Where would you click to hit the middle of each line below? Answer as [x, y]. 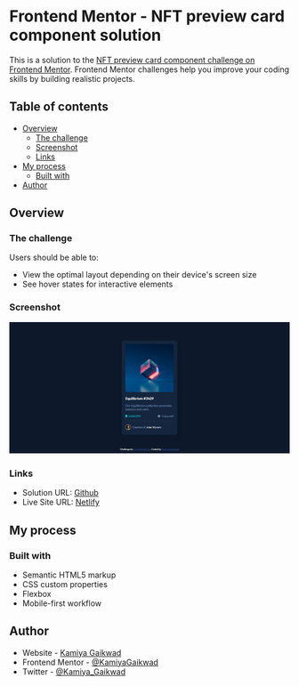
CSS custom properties [65, 584]
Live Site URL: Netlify [61, 502]
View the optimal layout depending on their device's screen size [139, 275]
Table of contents [59, 107]
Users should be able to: [54, 258]
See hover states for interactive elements [97, 284]
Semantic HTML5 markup [69, 575]
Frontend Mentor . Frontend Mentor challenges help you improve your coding [149, 69]
